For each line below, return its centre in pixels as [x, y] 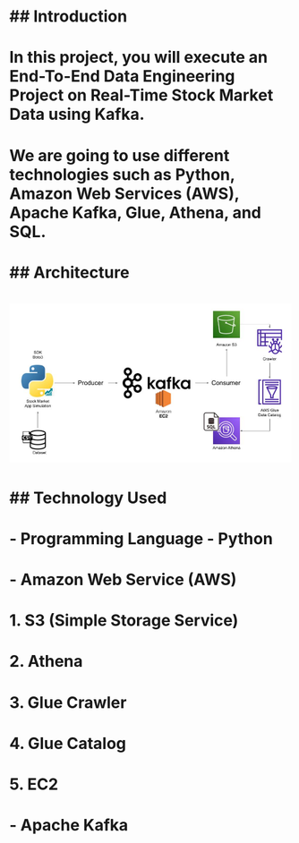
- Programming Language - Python [141, 538]
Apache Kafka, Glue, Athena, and [136, 213]
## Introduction [68, 17]
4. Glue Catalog [68, 743]
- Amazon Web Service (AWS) [123, 580]
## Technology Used [88, 498]
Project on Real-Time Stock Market [141, 95]
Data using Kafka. [77, 115]
